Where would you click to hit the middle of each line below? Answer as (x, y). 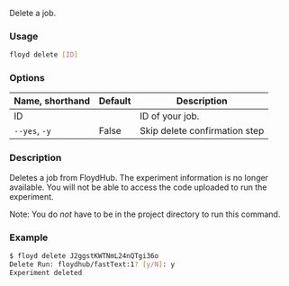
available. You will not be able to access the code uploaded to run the (138, 187)
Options (27, 78)
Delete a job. (33, 13)
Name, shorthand (52, 101)
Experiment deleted (46, 273)
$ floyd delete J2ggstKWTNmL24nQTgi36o (84, 256)
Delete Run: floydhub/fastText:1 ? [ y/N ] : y (92, 264)
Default (115, 101)
